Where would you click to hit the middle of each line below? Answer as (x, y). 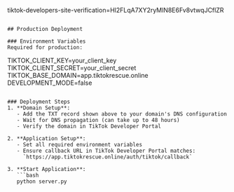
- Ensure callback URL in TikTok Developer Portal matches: (106, 151)
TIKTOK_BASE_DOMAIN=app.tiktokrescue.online (78, 75)
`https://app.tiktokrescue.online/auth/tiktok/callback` (108, 157)
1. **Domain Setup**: (39, 108)
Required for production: (45, 48)
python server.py (42, 181)
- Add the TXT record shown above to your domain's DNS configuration (122, 114)
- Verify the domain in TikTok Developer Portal (89, 126)
